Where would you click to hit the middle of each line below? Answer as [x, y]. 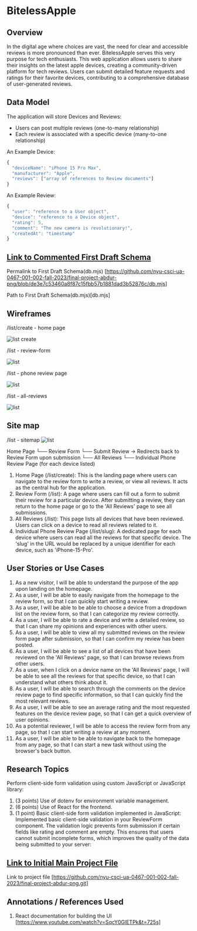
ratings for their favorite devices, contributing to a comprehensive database [98, 78]
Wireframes [29, 314]
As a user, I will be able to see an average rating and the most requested [102, 707]
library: [15, 790]
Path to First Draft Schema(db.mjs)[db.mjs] [58, 295]
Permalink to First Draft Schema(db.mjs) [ [57, 272]
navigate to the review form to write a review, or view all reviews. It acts [101, 481]
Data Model [28, 102]
